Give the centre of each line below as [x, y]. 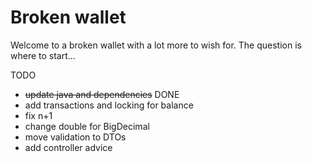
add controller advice [68, 147]
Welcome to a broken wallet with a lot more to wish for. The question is [156, 45]
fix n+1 [38, 115]
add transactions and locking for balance [109, 105]
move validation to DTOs [75, 137]
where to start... [43, 55]
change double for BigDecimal [87, 126]
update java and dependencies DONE [102, 94]
